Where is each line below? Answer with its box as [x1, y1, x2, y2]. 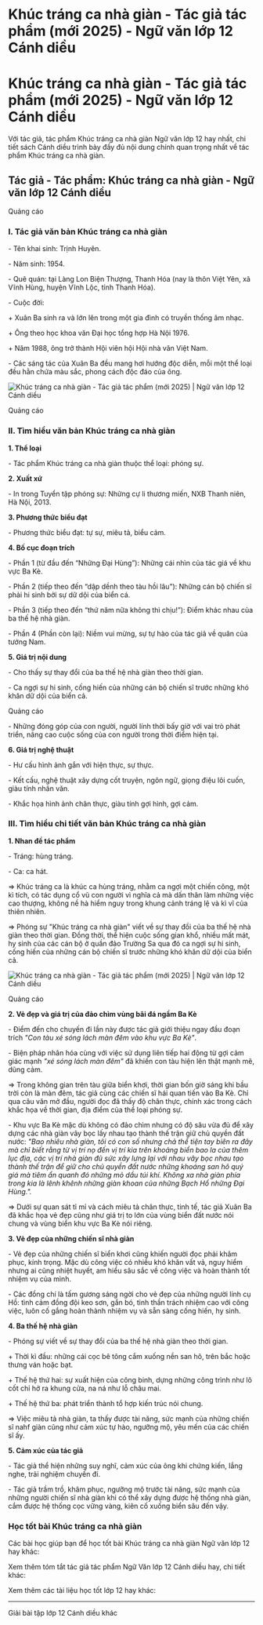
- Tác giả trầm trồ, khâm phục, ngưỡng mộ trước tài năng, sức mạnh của [8, 1485, 240, 1494]
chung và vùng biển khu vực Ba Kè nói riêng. [8, 1219, 153, 1228]
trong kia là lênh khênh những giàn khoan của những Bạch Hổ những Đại [8, 1179, 245, 1188]
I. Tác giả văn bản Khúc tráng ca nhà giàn [8, 226, 168, 237]
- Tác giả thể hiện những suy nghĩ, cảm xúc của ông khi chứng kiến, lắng [8, 1461, 243, 1470]
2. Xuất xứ [8, 473, 43, 483]
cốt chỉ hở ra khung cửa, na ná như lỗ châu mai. [8, 1383, 162, 1393]
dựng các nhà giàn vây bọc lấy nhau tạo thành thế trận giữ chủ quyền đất [8, 1128, 244, 1138]
